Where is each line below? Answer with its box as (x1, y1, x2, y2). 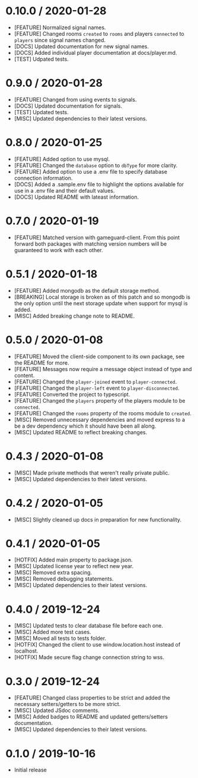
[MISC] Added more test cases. (14, 629, 91, 636)
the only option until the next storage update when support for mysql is (14, 299, 188, 307)
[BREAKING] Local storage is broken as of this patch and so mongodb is (14, 293, 191, 300)
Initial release (14, 766, 47, 774)
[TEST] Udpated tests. (14, 55, 69, 62)
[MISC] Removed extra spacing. (14, 569, 92, 576)
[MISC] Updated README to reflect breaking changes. (14, 428, 148, 435)
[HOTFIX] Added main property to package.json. (14, 556, 133, 563)
